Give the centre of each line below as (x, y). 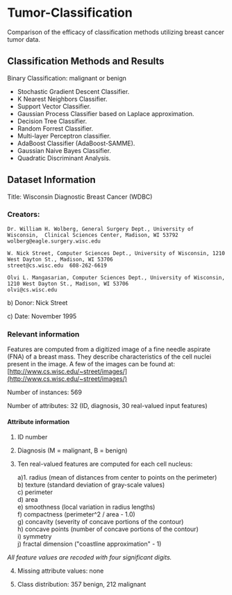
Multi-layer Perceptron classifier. (64, 136)
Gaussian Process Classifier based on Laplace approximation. (106, 113)
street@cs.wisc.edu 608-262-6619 (57, 266)
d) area (27, 500)
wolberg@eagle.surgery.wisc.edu (54, 241)
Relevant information (43, 334)
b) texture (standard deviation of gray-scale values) (91, 485)
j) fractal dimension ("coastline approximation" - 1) (89, 544)
